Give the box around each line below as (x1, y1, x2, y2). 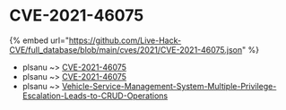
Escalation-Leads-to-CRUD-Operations (22, 90, 169, 101)
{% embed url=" (9, 35, 70, 46)
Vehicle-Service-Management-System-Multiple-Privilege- (61, 80, 277, 91)
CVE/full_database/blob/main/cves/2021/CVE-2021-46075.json (9, 44, 243, 55)
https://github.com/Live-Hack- (68, 35, 182, 46)
